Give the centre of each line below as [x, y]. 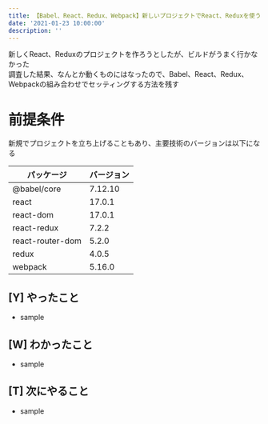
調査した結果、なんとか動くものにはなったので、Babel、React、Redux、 [128, 74]
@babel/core [37, 189]
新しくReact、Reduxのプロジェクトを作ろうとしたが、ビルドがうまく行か [130, 54]
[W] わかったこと [51, 344]
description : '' [35, 30]
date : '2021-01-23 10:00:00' [57, 23]
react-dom [33, 215]
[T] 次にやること [49, 392]
